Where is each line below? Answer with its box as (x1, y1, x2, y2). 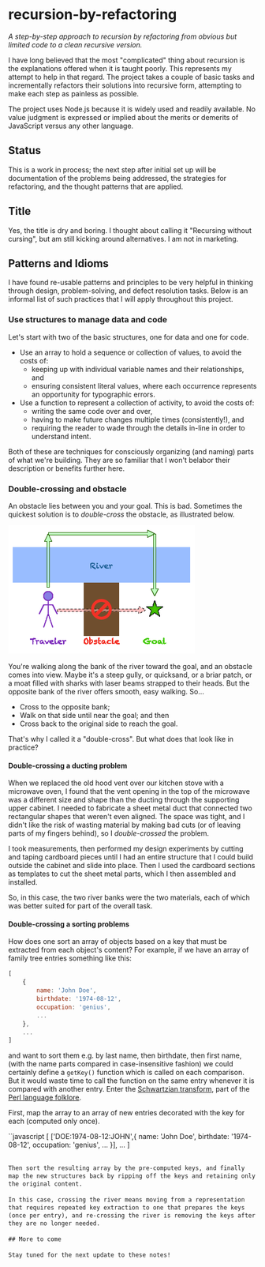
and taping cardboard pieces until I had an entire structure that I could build (8, 852, 254, 862)
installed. (8, 878, 38, 887)
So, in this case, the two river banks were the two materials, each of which (8, 893, 251, 902)
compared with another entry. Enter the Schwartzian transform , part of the (8, 1085, 250, 1094)
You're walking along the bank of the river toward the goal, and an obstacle (8, 661, 252, 671)
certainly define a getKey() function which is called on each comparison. (8, 1068, 244, 1077)
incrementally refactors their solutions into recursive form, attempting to (8, 81, 242, 90)
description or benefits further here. (8, 464, 125, 473)
